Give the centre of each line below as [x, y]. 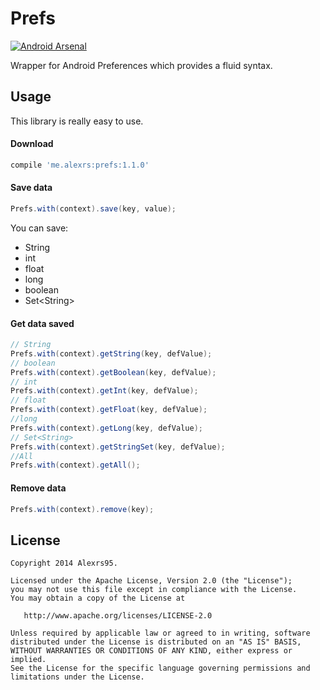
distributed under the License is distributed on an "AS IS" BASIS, [156, 642]
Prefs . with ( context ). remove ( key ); [82, 509]
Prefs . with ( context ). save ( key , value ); [93, 209]
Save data [31, 188]
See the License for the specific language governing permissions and [160, 668]
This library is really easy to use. [77, 121]
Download [32, 144]
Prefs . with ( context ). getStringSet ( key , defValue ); [118, 447]
